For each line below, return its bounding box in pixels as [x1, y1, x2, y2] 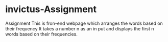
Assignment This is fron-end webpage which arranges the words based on [5, 20, 163, 26]
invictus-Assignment [5, 4, 97, 15]
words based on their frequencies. [5, 31, 78, 37]
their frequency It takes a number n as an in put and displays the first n [5, 25, 154, 31]
